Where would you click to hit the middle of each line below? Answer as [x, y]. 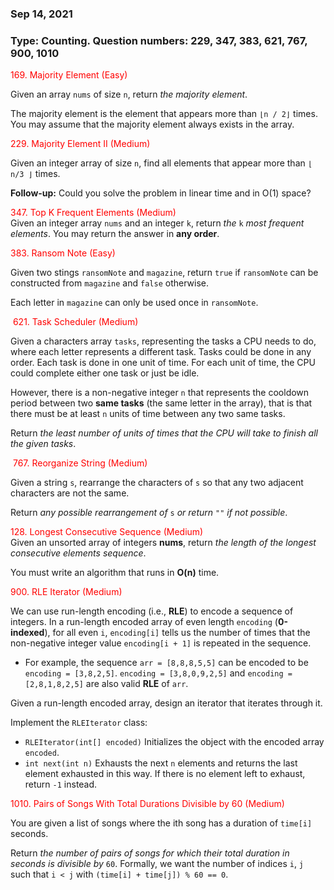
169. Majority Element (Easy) [69, 75]
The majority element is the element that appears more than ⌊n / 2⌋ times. [164, 114]
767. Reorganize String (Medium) [80, 463]
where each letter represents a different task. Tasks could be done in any [161, 352]
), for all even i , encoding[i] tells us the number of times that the [177, 633]
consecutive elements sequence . [78, 553]
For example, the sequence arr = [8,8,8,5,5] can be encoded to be [166, 663]
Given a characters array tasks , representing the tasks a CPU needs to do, [163, 341]
